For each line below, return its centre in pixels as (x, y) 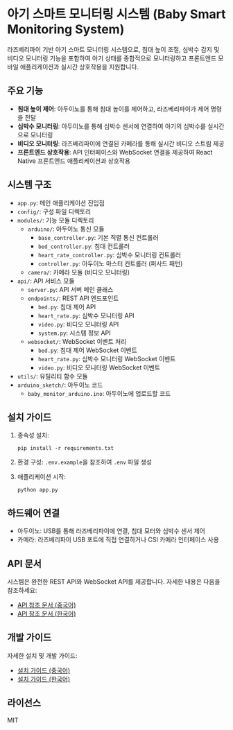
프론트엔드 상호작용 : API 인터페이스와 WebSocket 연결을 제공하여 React (115, 152)
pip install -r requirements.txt (66, 449)
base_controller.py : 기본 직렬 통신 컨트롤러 (98, 237)
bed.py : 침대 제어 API (67, 306)
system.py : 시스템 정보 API (74, 333)
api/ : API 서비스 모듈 (46, 281)
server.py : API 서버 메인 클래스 (70, 289)
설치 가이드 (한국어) (44, 679)
